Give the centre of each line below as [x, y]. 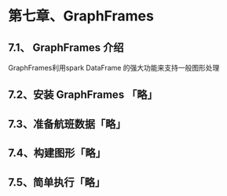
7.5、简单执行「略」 [57, 182]
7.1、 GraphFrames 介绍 [66, 47]
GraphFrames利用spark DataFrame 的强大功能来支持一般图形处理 [114, 68]
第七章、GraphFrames [81, 16]
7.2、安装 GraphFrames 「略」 [83, 95]
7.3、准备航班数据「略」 [67, 123]
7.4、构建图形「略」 [57, 153]
